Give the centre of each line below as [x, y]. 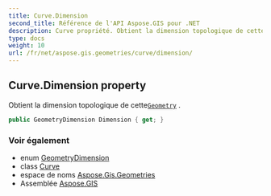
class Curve [40, 166]
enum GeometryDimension [65, 157]
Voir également [39, 140]
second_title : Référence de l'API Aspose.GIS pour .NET [104, 23]
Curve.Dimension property [77, 86]
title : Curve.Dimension [48, 16]
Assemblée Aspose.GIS [59, 183]
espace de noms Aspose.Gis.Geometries [88, 174]
